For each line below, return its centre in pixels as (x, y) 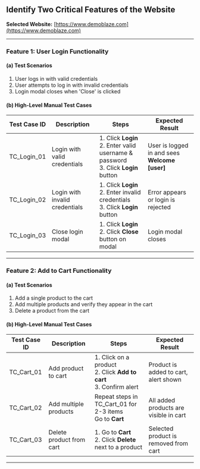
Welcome (162, 160)
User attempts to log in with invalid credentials (72, 85)
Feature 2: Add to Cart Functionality (59, 271)
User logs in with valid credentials (56, 78)
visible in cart (167, 416)
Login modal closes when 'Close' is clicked (68, 91)
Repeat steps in (116, 396)
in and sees (164, 153)
